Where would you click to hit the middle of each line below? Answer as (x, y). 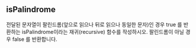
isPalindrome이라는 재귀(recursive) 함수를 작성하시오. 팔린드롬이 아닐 (103, 32)
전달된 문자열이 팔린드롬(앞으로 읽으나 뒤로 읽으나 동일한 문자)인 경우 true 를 (94, 24)
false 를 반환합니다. (35, 39)
